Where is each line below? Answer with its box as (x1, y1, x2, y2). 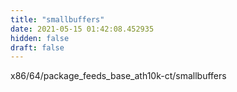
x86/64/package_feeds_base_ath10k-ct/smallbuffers (10, 70, 227, 82)
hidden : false (10, 33, 70, 43)
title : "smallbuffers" (10, 14, 105, 25)
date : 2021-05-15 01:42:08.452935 (10, 24, 155, 34)
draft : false (10, 42, 65, 53)
